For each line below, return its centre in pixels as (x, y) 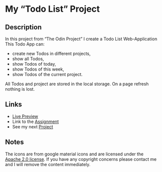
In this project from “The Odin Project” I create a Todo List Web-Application (81, 39)
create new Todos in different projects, (51, 53)
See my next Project (32, 126)
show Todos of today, (34, 64)
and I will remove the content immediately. (48, 164)
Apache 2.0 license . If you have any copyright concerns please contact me (81, 159)
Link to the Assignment (35, 122)
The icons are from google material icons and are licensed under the (74, 154)
